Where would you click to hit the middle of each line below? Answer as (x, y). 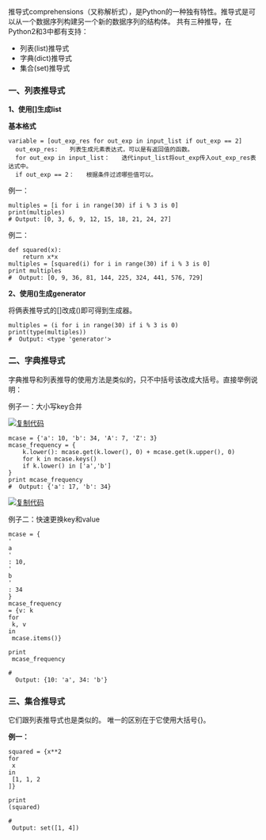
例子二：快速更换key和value (54, 519)
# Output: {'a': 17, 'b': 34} (60, 487)
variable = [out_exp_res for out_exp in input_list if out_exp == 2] (125, 141)
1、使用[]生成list (35, 109)
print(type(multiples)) (47, 332)
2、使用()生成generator (47, 294)
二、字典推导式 (37, 361)
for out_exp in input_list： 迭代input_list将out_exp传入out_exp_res (133, 158)
